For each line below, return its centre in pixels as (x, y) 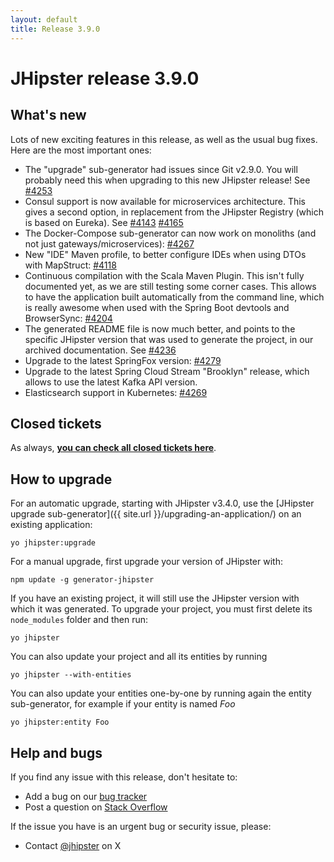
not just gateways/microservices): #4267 (109, 243)
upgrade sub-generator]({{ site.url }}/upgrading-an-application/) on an (156, 514)
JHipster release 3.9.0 (105, 78)
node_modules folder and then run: (79, 620)
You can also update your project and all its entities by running (139, 657)
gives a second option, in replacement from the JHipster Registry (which (174, 212)
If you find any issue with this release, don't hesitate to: (124, 777)
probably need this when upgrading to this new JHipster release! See (167, 180)
